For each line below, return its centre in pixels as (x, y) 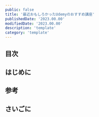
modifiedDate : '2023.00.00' (34, 23)
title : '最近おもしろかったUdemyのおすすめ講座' (50, 14)
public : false (20, 10)
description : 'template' (31, 28)
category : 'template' (27, 33)
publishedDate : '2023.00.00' (35, 19)
